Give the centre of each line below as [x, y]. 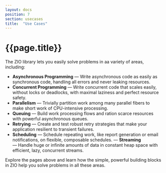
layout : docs [19, 10]
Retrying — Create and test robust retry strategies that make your [80, 124]
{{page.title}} [33, 48]
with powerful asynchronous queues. [50, 119]
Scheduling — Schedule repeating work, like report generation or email [85, 135]
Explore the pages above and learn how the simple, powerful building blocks [83, 160]
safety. [19, 98]
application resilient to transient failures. [53, 129]
